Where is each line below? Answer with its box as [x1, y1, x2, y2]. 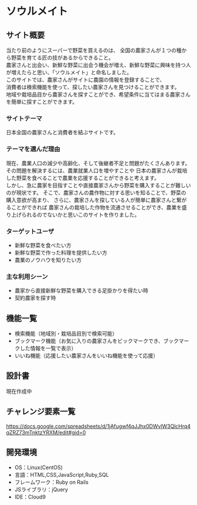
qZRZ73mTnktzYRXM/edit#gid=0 [6, 428, 86, 436]
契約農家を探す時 [14, 294, 56, 301]
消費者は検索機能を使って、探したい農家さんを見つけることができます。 [6, 84, 180, 91]
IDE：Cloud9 [14, 493, 46, 500]
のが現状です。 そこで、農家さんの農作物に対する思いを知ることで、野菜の [6, 189, 186, 196]
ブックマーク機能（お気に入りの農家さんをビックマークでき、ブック [14, 337, 179, 344]
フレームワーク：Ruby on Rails [14, 479, 89, 486]
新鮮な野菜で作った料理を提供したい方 [14, 249, 107, 256]
